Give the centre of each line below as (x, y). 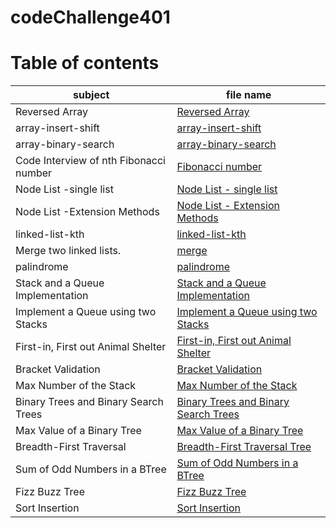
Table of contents (85, 63)
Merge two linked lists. (68, 251)
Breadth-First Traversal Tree (244, 447)
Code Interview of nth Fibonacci (90, 161)
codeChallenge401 (90, 17)
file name (249, 95)
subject (91, 95)
